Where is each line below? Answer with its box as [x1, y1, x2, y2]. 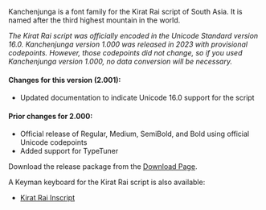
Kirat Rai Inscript [19, 193, 75, 203]
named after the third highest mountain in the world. [8, 15, 181, 25]
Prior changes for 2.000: [8, 111, 93, 121]
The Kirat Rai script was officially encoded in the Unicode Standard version [8, 31, 259, 40]
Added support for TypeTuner [19, 146, 119, 156]
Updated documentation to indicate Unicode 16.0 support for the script [19, 93, 255, 103]
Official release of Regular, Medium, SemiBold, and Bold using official [19, 129, 250, 139]
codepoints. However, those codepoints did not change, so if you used [8, 48, 243, 57]
